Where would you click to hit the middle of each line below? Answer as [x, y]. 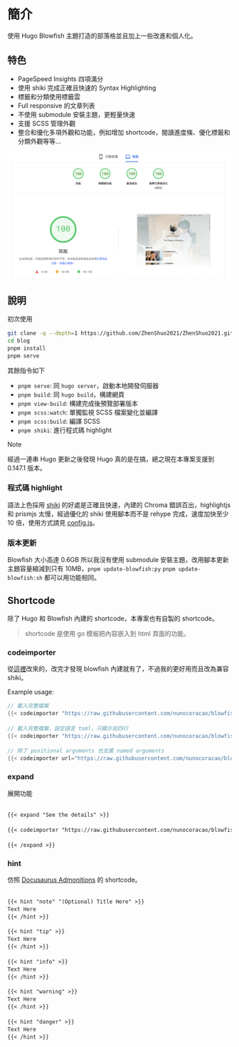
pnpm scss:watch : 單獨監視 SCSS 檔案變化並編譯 [88, 412]
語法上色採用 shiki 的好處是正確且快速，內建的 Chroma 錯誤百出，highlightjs [119, 505]
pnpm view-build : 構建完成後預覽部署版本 [78, 403]
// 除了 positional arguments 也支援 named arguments [86, 751]
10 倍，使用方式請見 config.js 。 [53, 522]
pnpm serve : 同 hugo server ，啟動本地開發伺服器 [88, 385]
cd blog [19, 340]
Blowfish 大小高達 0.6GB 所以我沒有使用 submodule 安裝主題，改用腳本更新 [118, 560]
